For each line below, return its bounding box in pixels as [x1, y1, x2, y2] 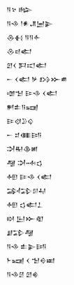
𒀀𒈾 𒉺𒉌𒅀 [6, 242, 47, 250]
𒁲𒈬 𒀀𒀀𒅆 [6, 33, 41, 41]
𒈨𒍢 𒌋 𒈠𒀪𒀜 [6, 256, 55, 264]
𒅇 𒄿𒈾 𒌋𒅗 [6, 173, 52, 180]
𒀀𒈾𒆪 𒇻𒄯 [6, 270, 39, 278]
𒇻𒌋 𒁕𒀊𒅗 [6, 61, 47, 69]
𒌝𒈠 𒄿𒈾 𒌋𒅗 [6, 89, 58, 97]
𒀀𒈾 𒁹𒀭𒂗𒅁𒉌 [6, 20, 53, 27]
